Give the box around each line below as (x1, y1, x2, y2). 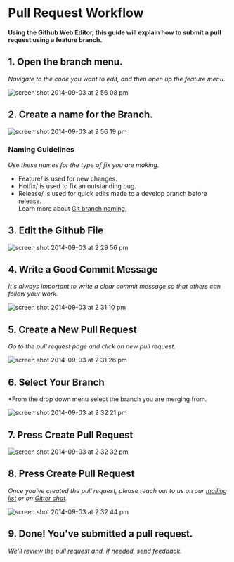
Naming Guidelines (8, 145, 74, 155)
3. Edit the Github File (8, 225, 104, 237)
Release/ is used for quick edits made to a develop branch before (18, 189, 208, 197)
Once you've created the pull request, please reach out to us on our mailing (8, 486, 228, 495)
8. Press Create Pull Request (8, 468, 136, 480)
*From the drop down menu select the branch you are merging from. (8, 395, 207, 403)
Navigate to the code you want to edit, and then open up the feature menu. (8, 74, 226, 83)
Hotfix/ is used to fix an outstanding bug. (18, 181, 136, 190)
